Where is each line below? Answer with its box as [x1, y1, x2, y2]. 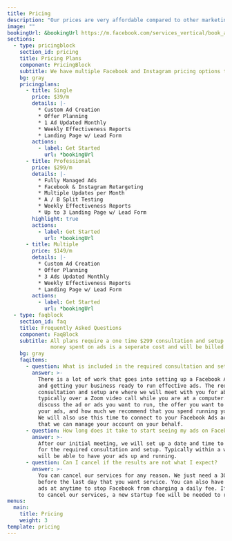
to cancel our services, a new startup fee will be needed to [37, 491, 221, 498]
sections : [7, 36, 36, 43]
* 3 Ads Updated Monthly [37, 273, 110, 280]
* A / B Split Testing [37, 196, 104, 204]
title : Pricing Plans [19, 55, 81, 62]
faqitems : [19, 357, 48, 364]
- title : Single [25, 87, 72, 94]
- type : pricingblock [13, 42, 76, 49]
